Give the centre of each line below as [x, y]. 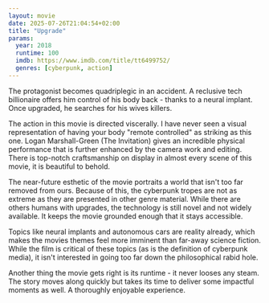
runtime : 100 [37, 53]
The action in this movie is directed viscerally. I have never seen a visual [128, 123]
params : [21, 38]
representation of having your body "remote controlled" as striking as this [130, 132]
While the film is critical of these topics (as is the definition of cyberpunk [128, 248]
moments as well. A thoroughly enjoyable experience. [97, 289]
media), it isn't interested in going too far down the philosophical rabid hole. [133, 257]
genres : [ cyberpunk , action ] [64, 68]
